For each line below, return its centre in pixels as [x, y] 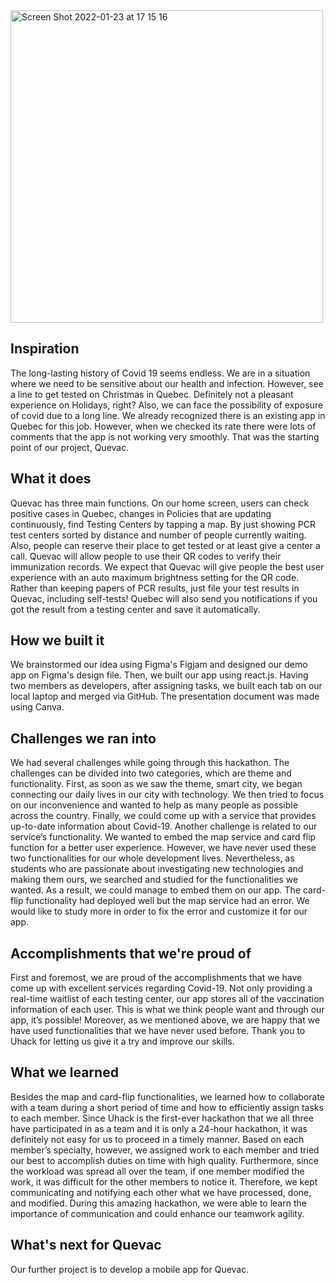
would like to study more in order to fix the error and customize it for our [159, 911]
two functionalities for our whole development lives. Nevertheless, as [152, 858]
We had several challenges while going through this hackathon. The [150, 763]
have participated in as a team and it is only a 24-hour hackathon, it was [159, 1128]
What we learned [64, 1072]
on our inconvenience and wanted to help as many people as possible [154, 805]
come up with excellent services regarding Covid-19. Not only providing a [161, 988]
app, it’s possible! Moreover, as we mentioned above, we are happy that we [165, 1020]
